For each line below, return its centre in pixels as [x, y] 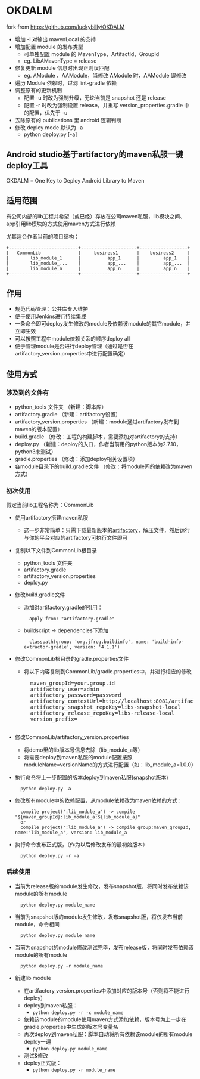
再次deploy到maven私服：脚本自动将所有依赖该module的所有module [108, 1034]
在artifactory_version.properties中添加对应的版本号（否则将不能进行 [107, 990]
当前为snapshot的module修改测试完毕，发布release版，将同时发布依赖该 [104, 947]
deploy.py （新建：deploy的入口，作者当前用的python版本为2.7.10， [98, 444]
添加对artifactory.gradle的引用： [63, 607]
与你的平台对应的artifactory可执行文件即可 [76, 538]
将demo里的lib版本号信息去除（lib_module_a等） [83, 750]
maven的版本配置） [39, 429]
